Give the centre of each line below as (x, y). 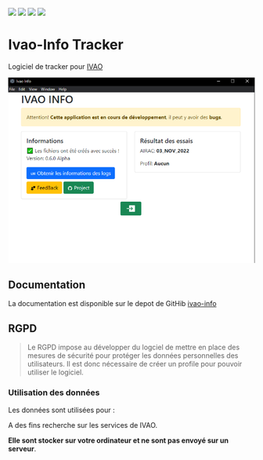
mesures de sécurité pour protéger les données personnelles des (133, 356)
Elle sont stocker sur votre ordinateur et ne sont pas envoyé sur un (119, 440)
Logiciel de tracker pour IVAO (56, 66)
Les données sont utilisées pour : (61, 410)
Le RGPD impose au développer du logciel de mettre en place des (133, 347)
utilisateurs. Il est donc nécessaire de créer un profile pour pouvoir (135, 364)
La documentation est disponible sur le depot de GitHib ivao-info (112, 304)
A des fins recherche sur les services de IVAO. (83, 425)
